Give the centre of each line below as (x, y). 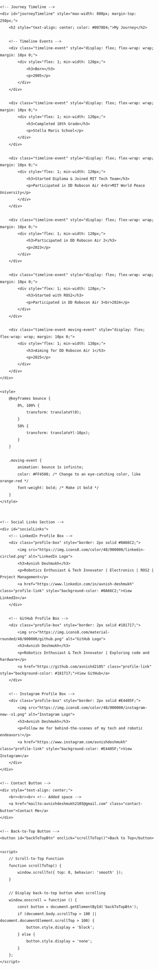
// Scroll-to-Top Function (36, 859)
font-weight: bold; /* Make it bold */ (58, 488)
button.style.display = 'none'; (59, 942)
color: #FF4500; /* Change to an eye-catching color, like (79, 474)
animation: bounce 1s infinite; (51, 467)
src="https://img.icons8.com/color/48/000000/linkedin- (87, 550)
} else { (26, 934)
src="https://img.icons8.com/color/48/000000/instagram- (88, 708)
